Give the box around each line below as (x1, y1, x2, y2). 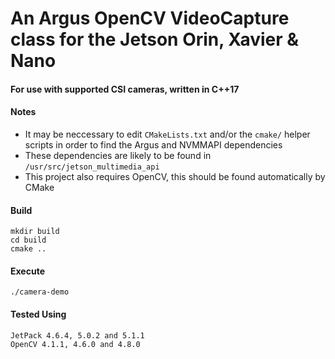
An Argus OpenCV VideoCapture (10, 7, 290, 30)
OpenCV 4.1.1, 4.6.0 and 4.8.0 (10, 339, 141, 349)
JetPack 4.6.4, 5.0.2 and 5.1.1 (10, 330, 145, 341)
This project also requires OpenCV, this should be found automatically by (24, 170, 326, 182)
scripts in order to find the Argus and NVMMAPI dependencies (24, 138, 283, 151)
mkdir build (10, 227, 60, 237)
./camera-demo (10, 287, 70, 297)
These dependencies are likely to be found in (24, 149, 212, 161)
